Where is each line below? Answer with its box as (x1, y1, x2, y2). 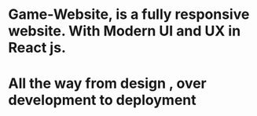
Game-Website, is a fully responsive (8, 5, 250, 24)
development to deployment (8, 92, 196, 109)
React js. (8, 39, 67, 56)
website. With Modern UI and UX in (8, 22, 241, 40)
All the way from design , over (8, 74, 207, 92)
